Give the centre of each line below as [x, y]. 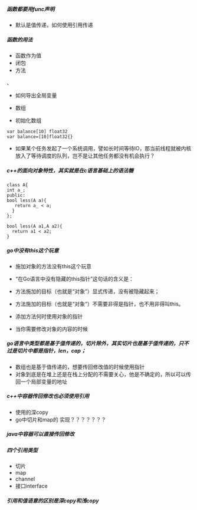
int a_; [16, 190]
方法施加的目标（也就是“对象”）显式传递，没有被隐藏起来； [87, 291]
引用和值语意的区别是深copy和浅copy [53, 501]
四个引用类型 [22, 450]
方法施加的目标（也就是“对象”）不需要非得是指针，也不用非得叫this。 [99, 304]
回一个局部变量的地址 [41, 381]
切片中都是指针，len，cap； [51, 351]
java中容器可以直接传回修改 [41, 434]
